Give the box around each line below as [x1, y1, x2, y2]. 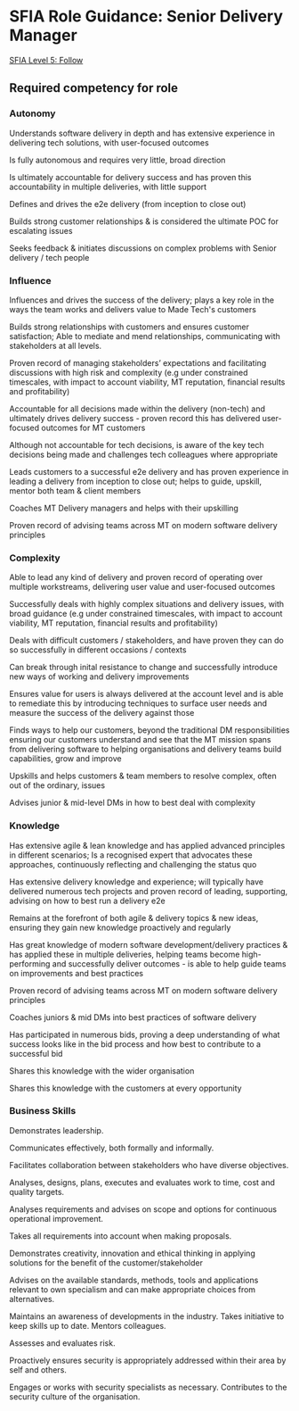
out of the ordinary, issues [9, 780, 105, 791]
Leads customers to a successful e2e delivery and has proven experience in [9, 466, 289, 477]
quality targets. [9, 1186, 65, 1197]
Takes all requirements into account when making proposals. [9, 1230, 232, 1241]
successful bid [9, 1048, 63, 1058]
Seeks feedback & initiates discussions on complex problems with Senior [9, 243, 278, 253]
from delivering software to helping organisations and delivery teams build [9, 743, 282, 755]
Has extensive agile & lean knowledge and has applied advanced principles [9, 840, 286, 851]
